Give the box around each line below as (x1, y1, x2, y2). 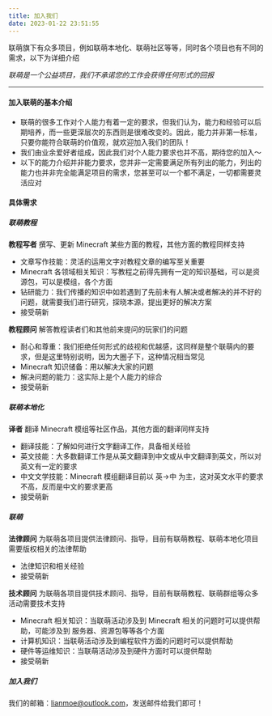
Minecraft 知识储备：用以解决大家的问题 (19, 362, 154, 372)
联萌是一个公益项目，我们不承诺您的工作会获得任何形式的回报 (8, 70, 215, 79)
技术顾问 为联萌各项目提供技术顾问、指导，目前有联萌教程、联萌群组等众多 (8, 588, 259, 599)
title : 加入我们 (8, 11, 58, 20)
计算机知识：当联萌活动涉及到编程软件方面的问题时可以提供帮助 (19, 636, 233, 646)
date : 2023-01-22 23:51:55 (8, 19, 100, 28)
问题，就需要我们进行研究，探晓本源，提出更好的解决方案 (19, 297, 212, 307)
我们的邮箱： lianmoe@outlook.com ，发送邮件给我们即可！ (8, 698, 204, 708)
